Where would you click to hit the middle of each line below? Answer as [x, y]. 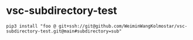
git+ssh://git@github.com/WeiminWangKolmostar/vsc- [123, 26]
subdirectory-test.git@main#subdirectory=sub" [64, 31]
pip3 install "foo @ [31, 26]
